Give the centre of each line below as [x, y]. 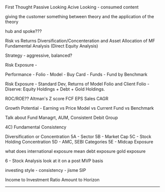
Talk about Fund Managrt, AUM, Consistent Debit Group [61, 118]
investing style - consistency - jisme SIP [46, 170]
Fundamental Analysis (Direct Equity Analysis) [52, 46]
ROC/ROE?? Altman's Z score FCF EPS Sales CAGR [57, 98]
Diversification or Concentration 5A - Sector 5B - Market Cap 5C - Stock [78, 136]
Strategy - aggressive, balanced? [39, 55]
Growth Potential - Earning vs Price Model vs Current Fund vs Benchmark [80, 108]
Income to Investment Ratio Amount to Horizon [52, 180]
